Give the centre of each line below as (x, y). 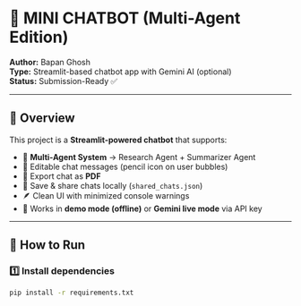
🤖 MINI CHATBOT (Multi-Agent (125, 18)
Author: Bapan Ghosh (50, 62)
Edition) (39, 37)
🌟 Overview (42, 119)
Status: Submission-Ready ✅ (64, 81)
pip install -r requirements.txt (72, 293)
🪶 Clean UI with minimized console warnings (106, 195)
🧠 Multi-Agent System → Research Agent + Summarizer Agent (139, 157)
